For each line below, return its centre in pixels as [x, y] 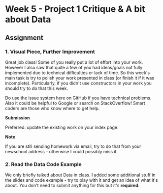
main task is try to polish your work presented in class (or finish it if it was [80, 78]
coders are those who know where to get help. [52, 108]
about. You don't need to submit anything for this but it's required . [72, 186]
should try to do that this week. [36, 88]
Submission [18, 118]
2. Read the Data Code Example [44, 164]
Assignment [24, 38]
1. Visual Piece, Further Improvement [50, 52]
